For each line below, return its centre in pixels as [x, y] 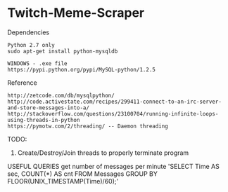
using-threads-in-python [44, 120]
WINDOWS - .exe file [38, 63]
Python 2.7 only [31, 45]
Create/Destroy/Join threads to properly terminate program [103, 153]
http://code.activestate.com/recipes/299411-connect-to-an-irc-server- [114, 102]
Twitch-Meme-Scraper [76, 13]
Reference [22, 83]
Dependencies [28, 32]
